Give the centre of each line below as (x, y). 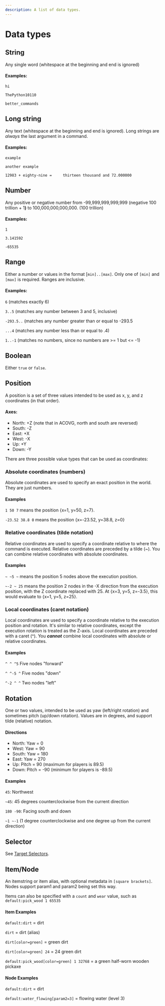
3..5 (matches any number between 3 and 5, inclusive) (61, 311)
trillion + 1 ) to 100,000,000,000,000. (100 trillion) (55, 208)
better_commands (22, 104)
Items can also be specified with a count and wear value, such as (71, 896)
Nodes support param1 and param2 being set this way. (61, 886)
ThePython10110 (21, 95)
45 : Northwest (19, 792)
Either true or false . (26, 368)
